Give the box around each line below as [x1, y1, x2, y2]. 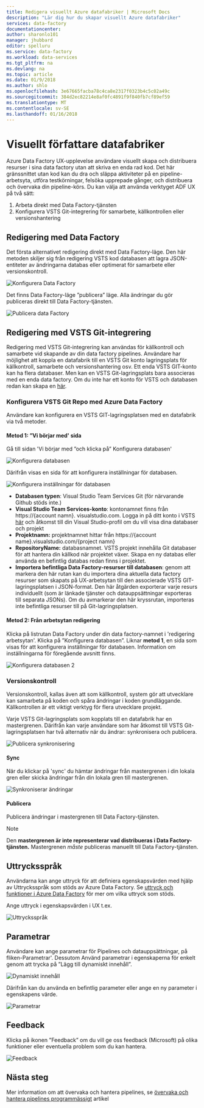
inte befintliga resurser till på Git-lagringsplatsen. [15, 603, 138, 610]
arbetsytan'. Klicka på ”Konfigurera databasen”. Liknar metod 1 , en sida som [6, 636, 197, 644]
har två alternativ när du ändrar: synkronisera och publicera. [46, 728, 197, 735]
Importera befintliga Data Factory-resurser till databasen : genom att [15, 564, 191, 571]
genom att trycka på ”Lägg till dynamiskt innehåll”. [6, 961, 132, 968]
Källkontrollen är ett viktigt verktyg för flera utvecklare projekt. [6, 703, 163, 711]
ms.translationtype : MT [6, 99, 67, 105]
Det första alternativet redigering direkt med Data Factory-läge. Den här [6, 248, 186, 256]
